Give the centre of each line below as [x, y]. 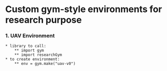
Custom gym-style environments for [84, 9]
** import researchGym [38, 55]
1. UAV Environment [30, 36]
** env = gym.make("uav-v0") [45, 64]
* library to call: [26, 46]
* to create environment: [32, 59]
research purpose [44, 20]
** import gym [29, 51]
